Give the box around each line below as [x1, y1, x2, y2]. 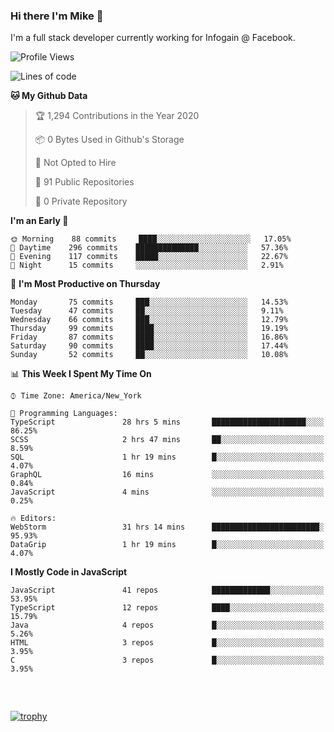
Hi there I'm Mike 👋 [10, 9, 104, 23]
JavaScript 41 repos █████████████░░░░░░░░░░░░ [10, 585, 325, 596]
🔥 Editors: [10, 514, 57, 524]
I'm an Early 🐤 [10, 215, 69, 227]
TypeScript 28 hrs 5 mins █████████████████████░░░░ [10, 417, 325, 428]
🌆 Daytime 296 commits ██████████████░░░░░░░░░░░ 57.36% [10, 243, 288, 253]
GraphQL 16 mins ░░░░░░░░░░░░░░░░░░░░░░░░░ [10, 470, 325, 480]
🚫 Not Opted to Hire [34, 157, 117, 169]
